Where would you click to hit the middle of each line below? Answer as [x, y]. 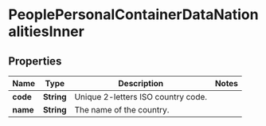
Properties [35, 61]
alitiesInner [47, 31]
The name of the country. [122, 110]
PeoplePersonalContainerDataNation [133, 15]
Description [141, 83]
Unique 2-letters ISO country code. [141, 97]
